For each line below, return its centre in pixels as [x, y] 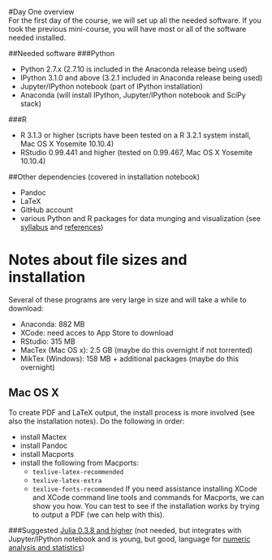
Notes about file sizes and [98, 260]
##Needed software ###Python [62, 53]
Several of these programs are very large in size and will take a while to [127, 299]
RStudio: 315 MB [47, 341]
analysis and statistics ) [47, 547]
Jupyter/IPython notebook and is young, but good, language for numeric [130, 539]
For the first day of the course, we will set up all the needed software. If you [135, 20]
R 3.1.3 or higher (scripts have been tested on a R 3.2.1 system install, [136, 135]
